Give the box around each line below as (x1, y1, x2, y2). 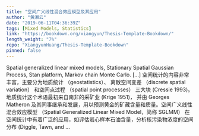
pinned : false (6, 48, 42, 54)
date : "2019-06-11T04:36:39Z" (6, 20, 81, 26)
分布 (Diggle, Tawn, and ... (6, 123, 70, 130)
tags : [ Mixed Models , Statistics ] (6, 25, 92, 32)
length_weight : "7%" (6, 36, 58, 42)
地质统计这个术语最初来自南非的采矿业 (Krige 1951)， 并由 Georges (6, 93, 170, 100)
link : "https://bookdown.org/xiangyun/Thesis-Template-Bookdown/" (6, 31, 174, 37)
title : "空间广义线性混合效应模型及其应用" (6, 8, 101, 15)
